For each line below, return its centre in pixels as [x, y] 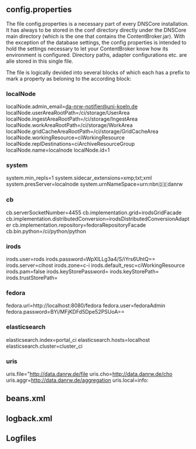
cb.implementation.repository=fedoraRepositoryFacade [79, 225]
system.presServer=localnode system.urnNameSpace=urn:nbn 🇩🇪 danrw [94, 184]
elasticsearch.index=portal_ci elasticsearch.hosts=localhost [78, 340]
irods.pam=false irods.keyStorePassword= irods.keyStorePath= [82, 271]
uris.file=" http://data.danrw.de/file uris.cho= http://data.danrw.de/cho [89, 373]
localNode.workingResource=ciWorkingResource [65, 138]
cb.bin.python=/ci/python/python [46, 231]
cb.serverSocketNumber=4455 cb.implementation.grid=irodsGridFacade [94, 212]
